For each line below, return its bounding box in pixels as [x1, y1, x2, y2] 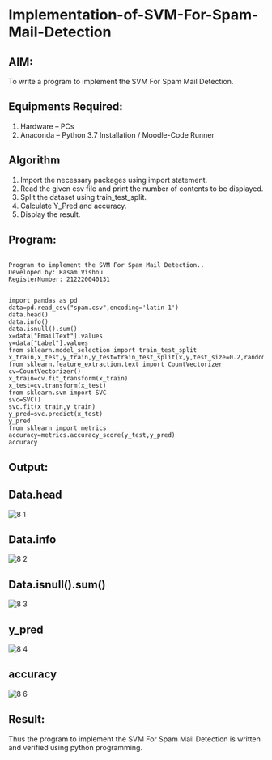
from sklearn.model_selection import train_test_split [8, 346, 198, 355]
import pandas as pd [8, 297, 79, 305]
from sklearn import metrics [8, 424, 107, 432]
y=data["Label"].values [8, 339, 89, 347]
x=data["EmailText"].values [8, 332, 104, 341]
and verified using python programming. [8, 742, 143, 752]
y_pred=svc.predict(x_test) [8, 410, 104, 418]
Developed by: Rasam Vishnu [8, 269, 104, 277]
